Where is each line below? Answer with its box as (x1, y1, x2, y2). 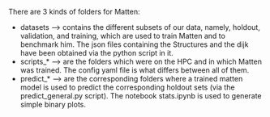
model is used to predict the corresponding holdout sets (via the (19, 82, 235, 92)
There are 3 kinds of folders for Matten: (8, 7, 140, 16)
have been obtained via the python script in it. (19, 48, 174, 57)
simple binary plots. (19, 100, 87, 109)
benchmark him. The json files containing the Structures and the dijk (19, 40, 249, 49)
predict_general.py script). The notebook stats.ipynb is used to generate (19, 91, 262, 100)
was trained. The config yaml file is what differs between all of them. (19, 65, 250, 75)
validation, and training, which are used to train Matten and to (19, 31, 225, 40)
